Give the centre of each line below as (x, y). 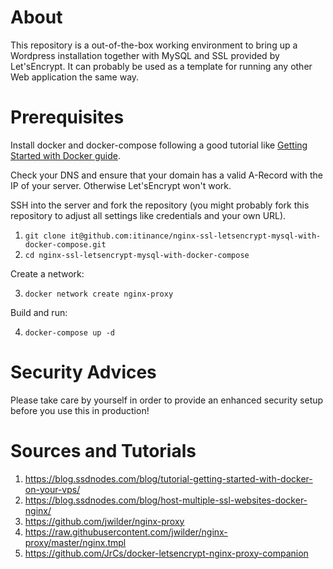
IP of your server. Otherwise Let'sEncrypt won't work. (121, 185)
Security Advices (83, 372)
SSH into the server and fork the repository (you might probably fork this (160, 205)
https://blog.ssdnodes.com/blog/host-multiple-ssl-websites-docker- (166, 500)
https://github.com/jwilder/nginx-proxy (104, 521)
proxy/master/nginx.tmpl (75, 542)
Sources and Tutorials (103, 451)
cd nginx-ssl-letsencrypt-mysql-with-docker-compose (137, 255)
